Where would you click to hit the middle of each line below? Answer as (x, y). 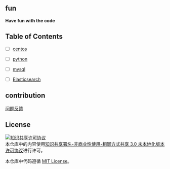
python (20, 59)
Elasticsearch (27, 79)
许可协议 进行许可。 (25, 150)
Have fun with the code (30, 20)
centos (20, 49)
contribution (25, 96)
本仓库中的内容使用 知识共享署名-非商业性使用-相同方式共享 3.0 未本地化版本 (85, 144)
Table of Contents (34, 37)
